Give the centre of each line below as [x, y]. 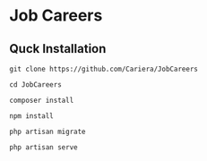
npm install [31, 116]
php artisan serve [43, 148]
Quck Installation [58, 49]
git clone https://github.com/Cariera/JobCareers [104, 69]
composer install [42, 100]
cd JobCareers [36, 85]
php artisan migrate [48, 131]
